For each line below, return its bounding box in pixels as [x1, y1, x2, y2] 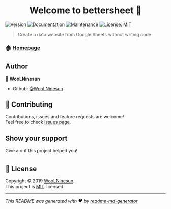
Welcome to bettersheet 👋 [29, 5, 142, 16]
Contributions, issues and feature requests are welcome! [5, 114, 124, 120]
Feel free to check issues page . [5, 119, 71, 125]
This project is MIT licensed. [5, 184, 65, 190]
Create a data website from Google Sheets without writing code [17, 31, 152, 37]
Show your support [5, 134, 68, 142]
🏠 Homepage [5, 44, 41, 51]
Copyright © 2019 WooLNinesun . [5, 178, 75, 184]
